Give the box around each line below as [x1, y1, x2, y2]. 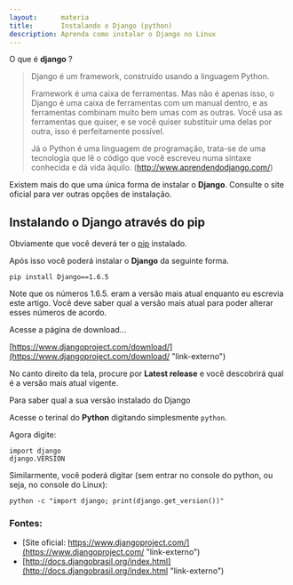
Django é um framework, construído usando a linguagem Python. [30, 71, 270, 82]
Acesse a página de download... [9, 325, 127, 335]
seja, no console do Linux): [9, 479, 108, 490]
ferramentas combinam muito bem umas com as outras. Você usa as [30, 108, 282, 118]
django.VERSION [9, 454, 66, 463]
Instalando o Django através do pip [9, 214, 206, 229]
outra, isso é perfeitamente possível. [30, 126, 165, 137]
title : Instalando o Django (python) [9, 21, 173, 30]
